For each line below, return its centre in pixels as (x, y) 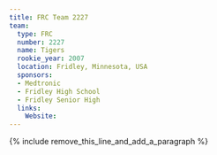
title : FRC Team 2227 (49, 17)
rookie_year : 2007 (51, 58)
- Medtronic (39, 83)
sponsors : (35, 75)
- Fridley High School (59, 91)
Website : (41, 116)
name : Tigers (41, 50)
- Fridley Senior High (59, 100)
